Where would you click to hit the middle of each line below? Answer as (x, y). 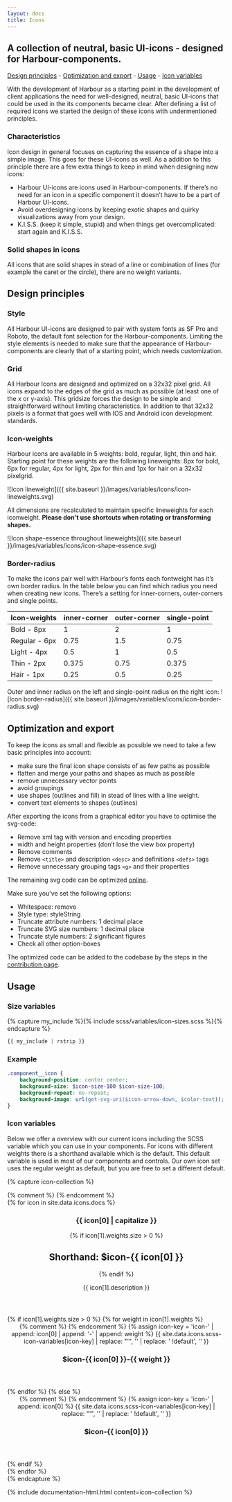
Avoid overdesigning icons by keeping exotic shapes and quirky (108, 210)
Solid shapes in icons (44, 249)
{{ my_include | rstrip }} (46, 1041)
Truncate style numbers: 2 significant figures (81, 937)
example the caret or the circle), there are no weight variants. (95, 272)
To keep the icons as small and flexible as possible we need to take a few (111, 745)
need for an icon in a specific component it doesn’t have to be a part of (118, 194)
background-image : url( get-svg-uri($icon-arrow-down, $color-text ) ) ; (122, 1099)
